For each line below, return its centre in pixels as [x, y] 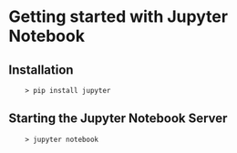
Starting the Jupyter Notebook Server [118, 119]
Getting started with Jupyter [118, 17]
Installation [41, 70]
